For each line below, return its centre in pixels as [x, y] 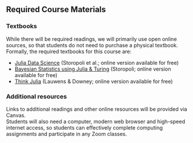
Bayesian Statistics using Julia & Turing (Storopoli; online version [93, 69]
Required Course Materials [56, 10]
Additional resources [37, 96]
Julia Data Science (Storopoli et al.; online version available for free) [97, 62]
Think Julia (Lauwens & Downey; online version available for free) [94, 81]
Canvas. [16, 115]
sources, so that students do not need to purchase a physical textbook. [92, 45]
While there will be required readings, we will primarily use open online [92, 39]
